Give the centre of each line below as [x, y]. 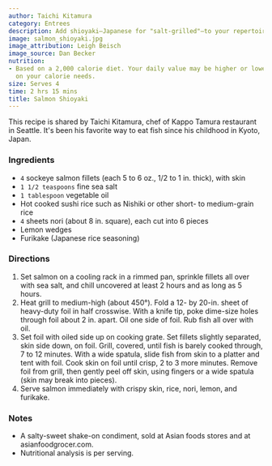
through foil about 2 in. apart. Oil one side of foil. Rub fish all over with [136, 319]
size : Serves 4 [34, 83]
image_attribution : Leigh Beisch [65, 46]
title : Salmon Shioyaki [49, 99]
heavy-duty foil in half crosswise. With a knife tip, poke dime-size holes [139, 311]
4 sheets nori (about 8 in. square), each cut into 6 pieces [114, 220]
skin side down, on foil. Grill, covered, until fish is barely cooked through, [141, 345]
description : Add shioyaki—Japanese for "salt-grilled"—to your [119, 31]
